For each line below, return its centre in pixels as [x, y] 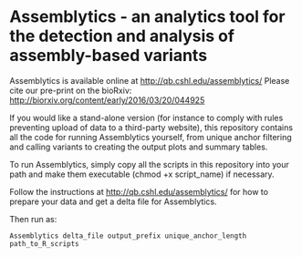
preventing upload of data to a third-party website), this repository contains [151, 127]
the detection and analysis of [122, 36]
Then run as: [33, 219]
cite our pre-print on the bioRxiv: [71, 90]
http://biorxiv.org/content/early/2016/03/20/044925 [107, 100]
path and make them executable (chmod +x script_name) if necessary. [142, 174]
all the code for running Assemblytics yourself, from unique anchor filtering [151, 137]
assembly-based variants [109, 56]
